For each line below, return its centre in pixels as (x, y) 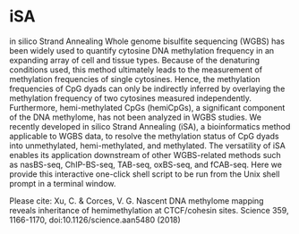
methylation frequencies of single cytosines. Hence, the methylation (135, 79)
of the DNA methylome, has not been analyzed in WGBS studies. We (136, 117)
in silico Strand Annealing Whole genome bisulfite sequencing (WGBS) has (147, 41)
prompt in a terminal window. (63, 183)
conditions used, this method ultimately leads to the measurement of (136, 70)
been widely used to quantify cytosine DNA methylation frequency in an (142, 50)
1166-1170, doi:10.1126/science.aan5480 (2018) (95, 220)
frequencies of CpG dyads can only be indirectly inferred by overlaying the (147, 88)
